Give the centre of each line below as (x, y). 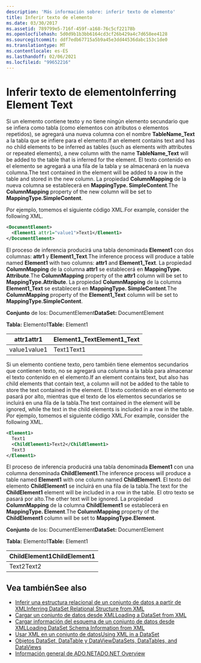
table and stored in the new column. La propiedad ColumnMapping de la (96, 179)
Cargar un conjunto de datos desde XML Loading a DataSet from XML (101, 615)
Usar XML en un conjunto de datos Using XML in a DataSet (87, 634)
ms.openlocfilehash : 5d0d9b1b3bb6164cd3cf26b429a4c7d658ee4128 (87, 34)
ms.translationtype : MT (36, 46)
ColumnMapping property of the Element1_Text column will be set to (92, 295)
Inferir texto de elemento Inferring (91, 92)
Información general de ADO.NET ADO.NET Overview (80, 653)
